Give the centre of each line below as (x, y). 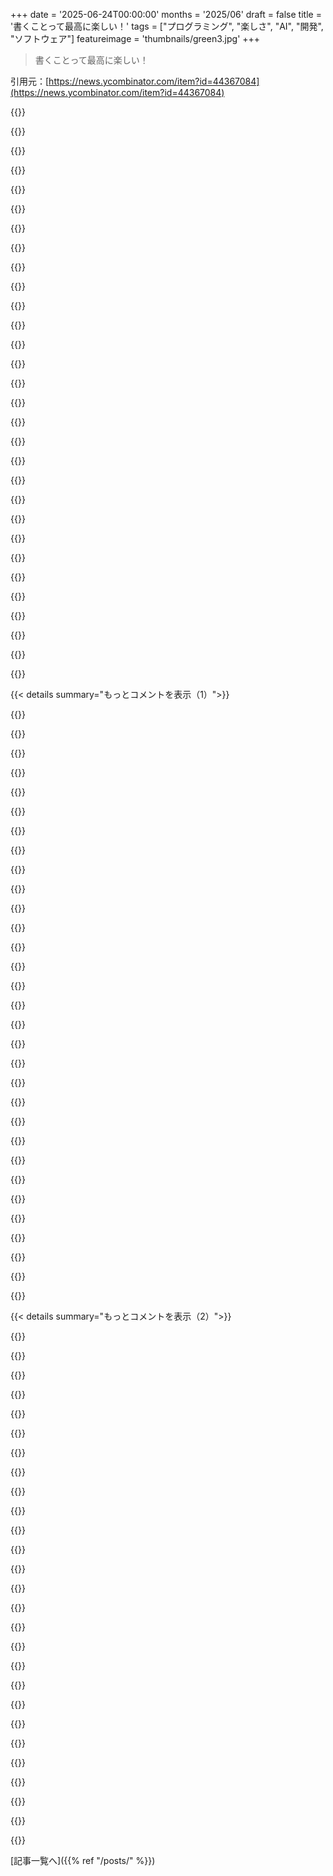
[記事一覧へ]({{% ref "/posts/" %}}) (83, 1860)
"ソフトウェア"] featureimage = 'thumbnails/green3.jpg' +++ (135, 38)
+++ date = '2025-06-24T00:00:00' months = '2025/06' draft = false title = (166, 14)
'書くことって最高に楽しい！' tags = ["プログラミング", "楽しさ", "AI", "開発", (167, 26)
